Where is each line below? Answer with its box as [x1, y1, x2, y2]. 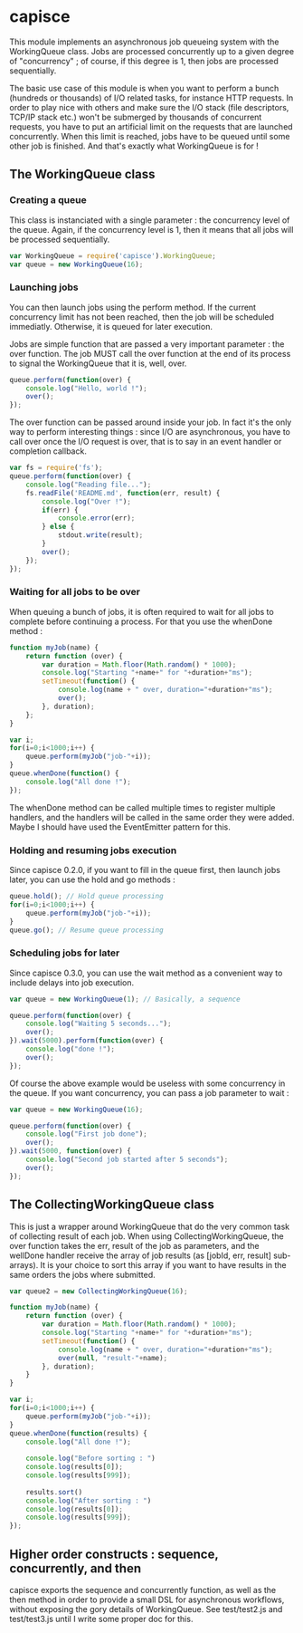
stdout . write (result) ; [57, 531, 144, 540]
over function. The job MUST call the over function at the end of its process [9, 348, 291, 359]
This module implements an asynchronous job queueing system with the [9, 36, 279, 47]
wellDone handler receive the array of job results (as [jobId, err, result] [9, 1250, 271, 1261]
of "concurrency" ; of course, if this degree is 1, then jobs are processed [9, 55, 279, 66]
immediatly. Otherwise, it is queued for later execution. [9, 321, 213, 331]
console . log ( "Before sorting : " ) [25, 1454, 156, 1464]
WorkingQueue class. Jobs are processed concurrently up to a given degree [9, 45, 295, 56]
